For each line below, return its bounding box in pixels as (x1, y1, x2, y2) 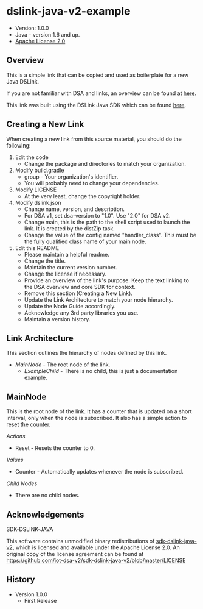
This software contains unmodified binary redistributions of (6, 538, 155, 544)
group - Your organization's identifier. (24, 173, 119, 180)
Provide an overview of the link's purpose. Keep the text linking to (24, 276, 190, 284)
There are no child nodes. (15, 492, 80, 499)
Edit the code (15, 154, 49, 161)
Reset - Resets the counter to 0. (15, 444, 95, 452)
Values (6, 456, 24, 464)
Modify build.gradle (15, 166, 64, 174)
